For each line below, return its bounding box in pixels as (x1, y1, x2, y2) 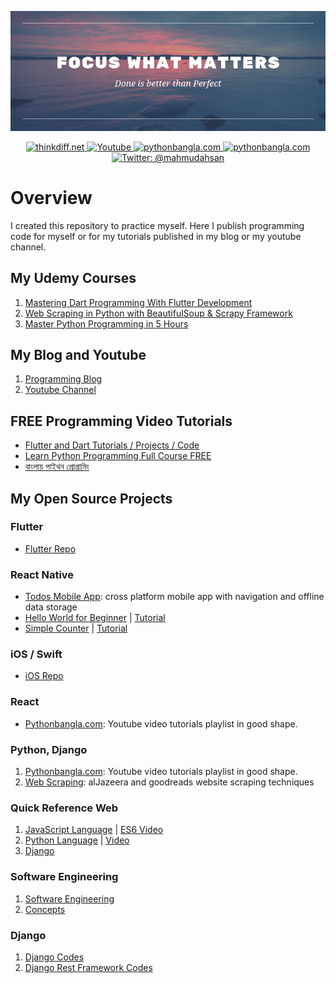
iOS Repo (24, 670, 64, 682)
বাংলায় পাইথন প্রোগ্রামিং (24, 461, 90, 473)
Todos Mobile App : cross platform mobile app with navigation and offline (24, 591, 325, 603)
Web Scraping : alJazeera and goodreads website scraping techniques (24, 776, 315, 788)
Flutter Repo (24, 542, 77, 555)
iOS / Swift (10, 647, 63, 661)
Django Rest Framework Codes (24, 961, 153, 973)
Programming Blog (24, 373, 103, 385)
